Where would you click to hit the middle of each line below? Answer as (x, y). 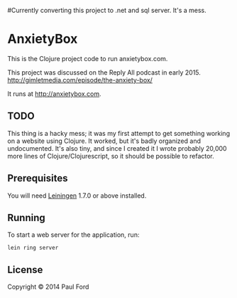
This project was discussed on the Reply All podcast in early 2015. (104, 72)
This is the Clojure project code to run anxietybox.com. (88, 58)
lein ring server (33, 248)
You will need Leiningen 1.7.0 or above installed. (77, 196)
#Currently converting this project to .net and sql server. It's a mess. (107, 10)
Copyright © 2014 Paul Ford (48, 287)
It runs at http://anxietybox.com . (54, 94)
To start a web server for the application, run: (73, 235)
